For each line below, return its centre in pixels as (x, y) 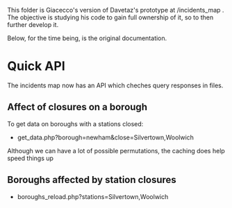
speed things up (31, 158)
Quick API (36, 66)
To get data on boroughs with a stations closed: (75, 123)
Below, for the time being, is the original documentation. (87, 38)
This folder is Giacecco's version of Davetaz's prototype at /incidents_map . (116, 10)
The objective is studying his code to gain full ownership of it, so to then (110, 17)
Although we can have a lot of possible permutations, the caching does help (116, 150)
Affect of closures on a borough (77, 107)
